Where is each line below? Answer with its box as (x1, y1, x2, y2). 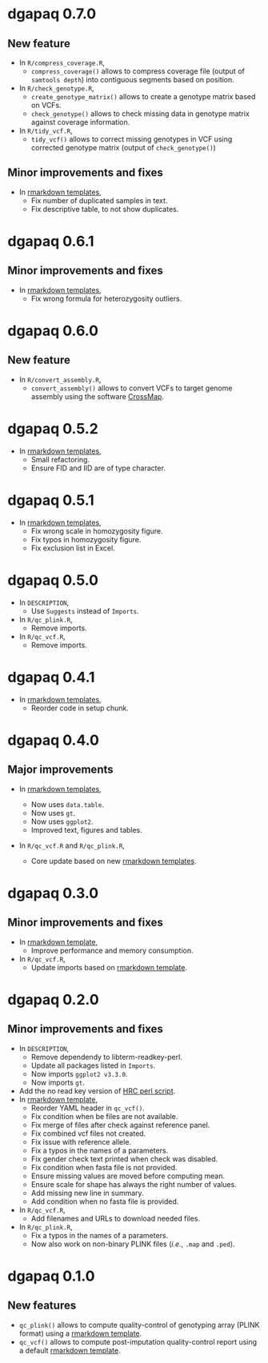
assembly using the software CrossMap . (30, 391, 165, 401)
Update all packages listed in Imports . (30, 1061, 156, 1070)
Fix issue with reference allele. (30, 1137, 132, 1146)
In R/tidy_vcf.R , (18, 126, 73, 135)
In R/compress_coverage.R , (18, 58, 106, 67)
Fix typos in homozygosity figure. (30, 534, 142, 544)
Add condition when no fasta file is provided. (30, 1197, 179, 1206)
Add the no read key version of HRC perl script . (18, 1085, 176, 1096)
